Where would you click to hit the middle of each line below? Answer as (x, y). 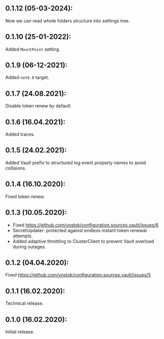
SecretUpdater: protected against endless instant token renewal (79, 230)
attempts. (23, 236)
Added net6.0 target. (27, 77)
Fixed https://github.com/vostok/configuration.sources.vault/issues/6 (86, 225)
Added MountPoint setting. (33, 49)
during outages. (29, 246)
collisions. (16, 168)
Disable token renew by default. (39, 106)
